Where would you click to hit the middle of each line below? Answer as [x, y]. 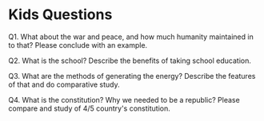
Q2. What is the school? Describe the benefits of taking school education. [130, 60]
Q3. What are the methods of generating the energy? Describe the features [132, 76]
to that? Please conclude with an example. [78, 45]
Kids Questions [60, 15]
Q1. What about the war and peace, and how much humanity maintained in [131, 37]
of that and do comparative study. [64, 84]
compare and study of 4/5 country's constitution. [89, 108]
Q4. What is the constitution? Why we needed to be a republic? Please [124, 100]
